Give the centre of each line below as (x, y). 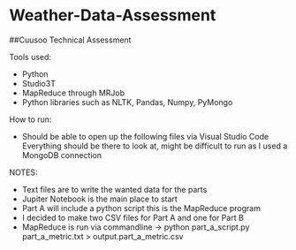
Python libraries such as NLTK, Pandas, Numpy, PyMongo (127, 102)
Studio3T (38, 83)
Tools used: (30, 57)
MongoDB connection (62, 155)
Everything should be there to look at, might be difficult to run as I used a (155, 146)
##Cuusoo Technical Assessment (70, 40)
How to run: (30, 119)
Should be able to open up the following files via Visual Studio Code (145, 136)
